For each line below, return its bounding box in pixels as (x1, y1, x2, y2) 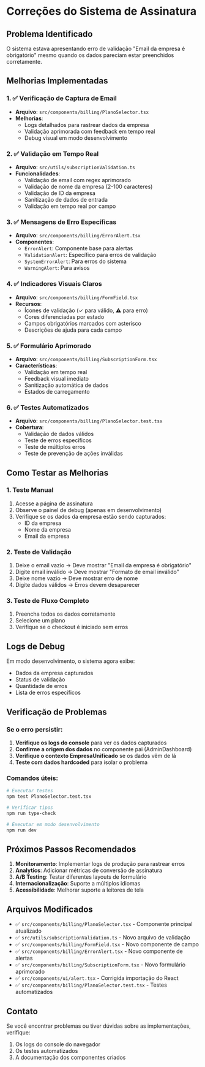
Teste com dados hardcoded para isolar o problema (15, 759, 148, 766)
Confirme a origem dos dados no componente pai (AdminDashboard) (15, 745, 192, 752)
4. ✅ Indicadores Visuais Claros (6, 280, 102, 288)
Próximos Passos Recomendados (6, 844, 136, 854)
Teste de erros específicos (24, 437, 92, 444)
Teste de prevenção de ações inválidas (24, 449, 124, 457)
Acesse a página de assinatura (15, 500, 93, 507)
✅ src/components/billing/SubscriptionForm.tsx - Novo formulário (15, 961, 185, 968)
